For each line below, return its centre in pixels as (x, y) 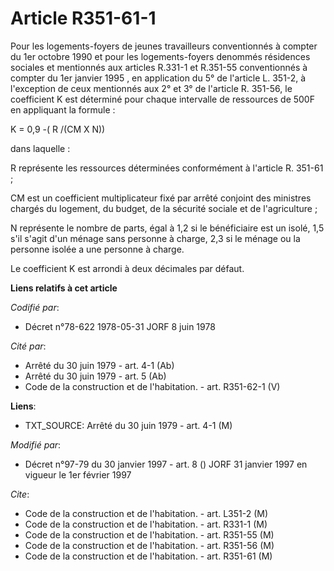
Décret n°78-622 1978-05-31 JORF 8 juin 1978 (120, 326)
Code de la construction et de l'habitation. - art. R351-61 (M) (148, 556)
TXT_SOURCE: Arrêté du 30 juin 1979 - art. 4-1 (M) (128, 425)
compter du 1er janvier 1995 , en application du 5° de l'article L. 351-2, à (158, 78)
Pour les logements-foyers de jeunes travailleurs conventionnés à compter (164, 46)
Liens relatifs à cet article (64, 288)
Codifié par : (35, 307)
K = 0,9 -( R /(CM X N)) (58, 129)
